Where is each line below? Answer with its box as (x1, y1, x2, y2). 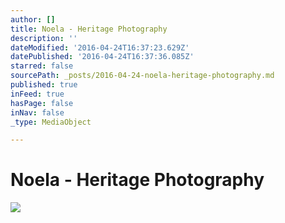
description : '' (10, 33, 78, 43)
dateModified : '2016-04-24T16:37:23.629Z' (10, 42, 190, 53)
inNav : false (10, 107, 65, 118)
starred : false (10, 61, 74, 71)
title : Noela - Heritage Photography (10, 24, 168, 34)
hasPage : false (10, 98, 74, 108)
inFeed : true (10, 89, 65, 99)
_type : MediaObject (10, 117, 92, 127)
